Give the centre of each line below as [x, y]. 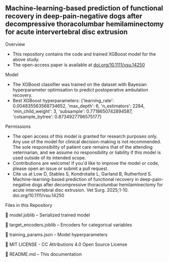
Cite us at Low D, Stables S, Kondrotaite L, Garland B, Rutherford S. [82, 173]
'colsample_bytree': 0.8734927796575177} [57, 116]
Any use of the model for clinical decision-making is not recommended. [87, 142]
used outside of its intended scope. [49, 158]
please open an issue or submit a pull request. [60, 168]
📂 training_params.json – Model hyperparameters [56, 234]
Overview [15, 44]
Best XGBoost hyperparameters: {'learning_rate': [63, 100]
